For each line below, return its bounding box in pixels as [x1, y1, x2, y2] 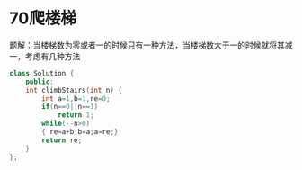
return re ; [41, 136, 83, 145]
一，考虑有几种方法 [9, 50, 81, 61]
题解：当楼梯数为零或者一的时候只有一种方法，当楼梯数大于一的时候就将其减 [9, 40, 293, 50]
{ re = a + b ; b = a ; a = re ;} [41, 128, 119, 137]
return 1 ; [57, 111, 94, 120]
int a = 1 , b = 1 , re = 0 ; [41, 94, 111, 103]
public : [25, 77, 54, 86]
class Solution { [9, 68, 75, 77]
